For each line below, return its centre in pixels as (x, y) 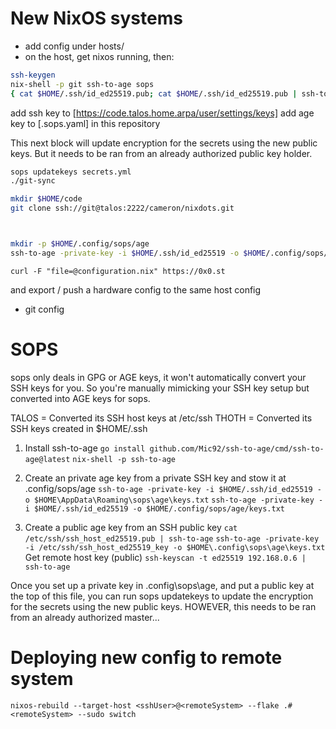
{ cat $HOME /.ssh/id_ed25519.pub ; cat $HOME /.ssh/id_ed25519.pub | (154, 93)
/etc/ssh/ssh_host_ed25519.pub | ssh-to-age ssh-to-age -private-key (172, 538)
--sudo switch (107, 714)
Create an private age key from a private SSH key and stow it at (155, 478)
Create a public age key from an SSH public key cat (131, 527)
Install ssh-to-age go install (85, 448)
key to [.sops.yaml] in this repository (85, 123)
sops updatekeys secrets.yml (71, 172)
